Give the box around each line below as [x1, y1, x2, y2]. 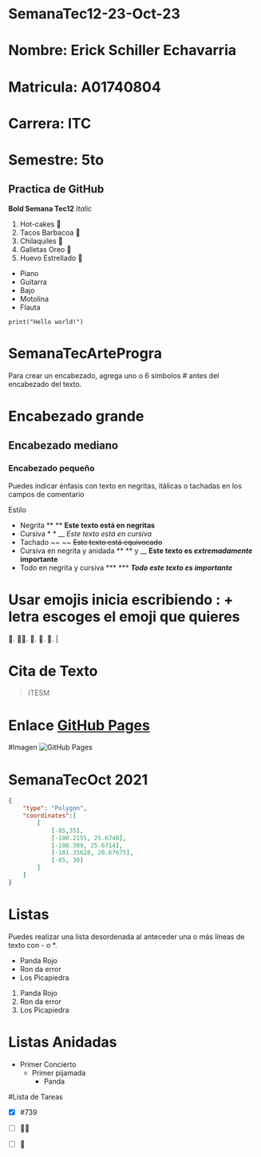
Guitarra [19, 277, 48, 286]
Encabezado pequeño [8, 463, 95, 474]
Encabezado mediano [8, 439, 118, 452]
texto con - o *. [8, 940, 57, 950]
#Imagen [8, 743, 38, 752]
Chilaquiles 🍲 [19, 236, 64, 246]
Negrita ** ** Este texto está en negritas [19, 520, 156, 530]
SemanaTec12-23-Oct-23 [8, 5, 181, 23]
